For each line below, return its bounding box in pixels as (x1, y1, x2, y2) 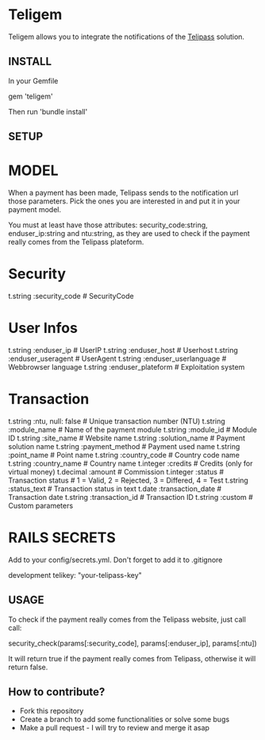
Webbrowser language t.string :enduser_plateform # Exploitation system (8, 362, 245, 371)
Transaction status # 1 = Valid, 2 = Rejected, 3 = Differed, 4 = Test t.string (8, 475, 248, 485)
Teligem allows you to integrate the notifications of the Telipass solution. (8, 32, 244, 41)
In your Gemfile (8, 76, 59, 85)
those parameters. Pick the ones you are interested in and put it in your (8, 196, 240, 206)
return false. (8, 662, 48, 672)
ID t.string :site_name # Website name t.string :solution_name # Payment (8, 433, 246, 443)
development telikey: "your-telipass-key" (8, 570, 143, 579)
